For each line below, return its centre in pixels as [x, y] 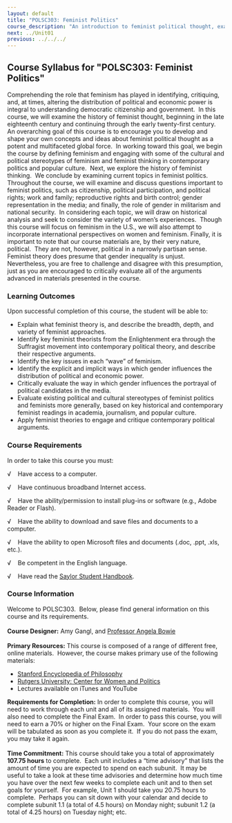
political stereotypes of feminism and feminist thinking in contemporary [108, 160]
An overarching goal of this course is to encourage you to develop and [107, 131]
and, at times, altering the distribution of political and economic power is [110, 102]
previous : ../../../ [37, 39]
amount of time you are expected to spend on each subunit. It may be [107, 768]
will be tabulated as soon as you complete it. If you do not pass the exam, [113, 731]
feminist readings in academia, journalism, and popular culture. [107, 413]
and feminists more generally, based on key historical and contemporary [120, 406]
